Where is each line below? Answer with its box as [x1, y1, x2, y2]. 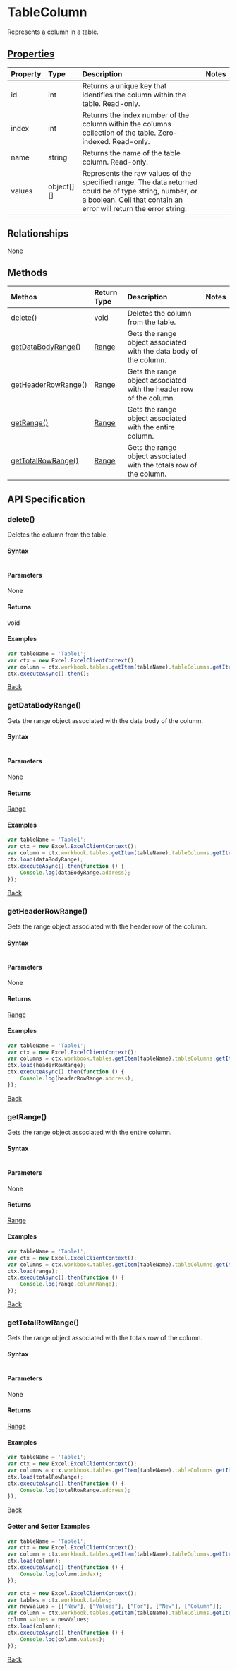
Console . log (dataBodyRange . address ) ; [20, 869, 131, 876]
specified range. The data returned [82, 177, 198, 187]
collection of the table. [82, 128, 157, 138]
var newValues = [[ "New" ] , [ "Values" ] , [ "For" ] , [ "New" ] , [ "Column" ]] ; [7, 1603, 223, 1610]
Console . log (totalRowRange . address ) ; [20, 1486, 131, 1493]
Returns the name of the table [82, 148, 181, 157]
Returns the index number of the [82, 110, 190, 120]
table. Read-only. [82, 98, 140, 108]
